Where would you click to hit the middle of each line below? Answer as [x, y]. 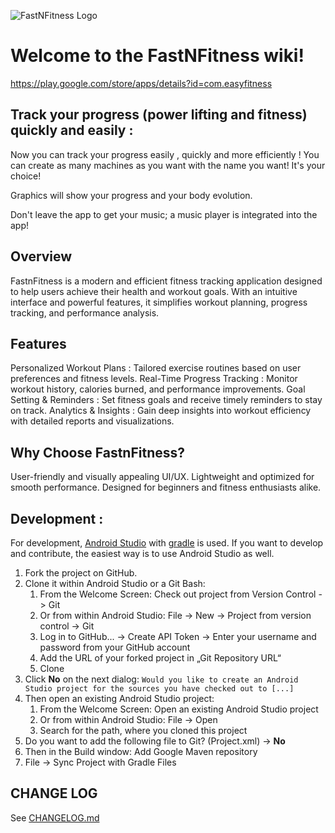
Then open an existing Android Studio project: [119, 698]
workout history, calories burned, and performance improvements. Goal [158, 389]
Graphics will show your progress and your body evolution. [131, 195]
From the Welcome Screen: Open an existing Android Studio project [179, 709]
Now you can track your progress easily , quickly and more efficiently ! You [165, 154]
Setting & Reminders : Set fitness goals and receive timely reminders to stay [166, 400]
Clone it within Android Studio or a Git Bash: [115, 583]
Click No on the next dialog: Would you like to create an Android [161, 679]
